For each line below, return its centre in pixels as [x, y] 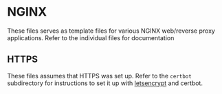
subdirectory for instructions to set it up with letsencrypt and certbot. [105, 83]
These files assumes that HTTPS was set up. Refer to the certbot [100, 76]
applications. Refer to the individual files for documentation [91, 37]
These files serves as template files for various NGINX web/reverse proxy [111, 31]
